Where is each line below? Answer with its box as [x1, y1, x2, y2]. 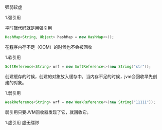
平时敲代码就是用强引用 [5, 25, 52, 31]
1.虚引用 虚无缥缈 [5, 119, 39, 125]
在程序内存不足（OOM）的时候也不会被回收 [5, 44, 92, 50]
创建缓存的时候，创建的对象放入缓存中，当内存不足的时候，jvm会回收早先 [5, 74, 153, 79]
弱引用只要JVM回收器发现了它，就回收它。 [5, 109, 91, 115]
